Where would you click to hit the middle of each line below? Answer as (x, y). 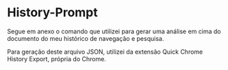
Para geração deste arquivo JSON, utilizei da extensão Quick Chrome (105, 52)
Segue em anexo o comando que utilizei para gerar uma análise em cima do (114, 31)
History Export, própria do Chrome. (56, 58)
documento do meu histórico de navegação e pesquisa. (86, 38)
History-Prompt (52, 13)
